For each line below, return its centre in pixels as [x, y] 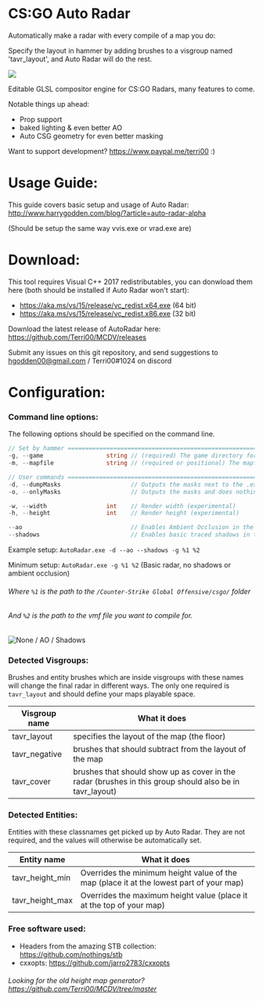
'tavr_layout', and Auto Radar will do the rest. [80, 59]
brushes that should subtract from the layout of [160, 749]
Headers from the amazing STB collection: [88, 946]
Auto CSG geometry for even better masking [91, 136]
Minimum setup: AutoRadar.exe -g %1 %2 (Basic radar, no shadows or [119, 565]
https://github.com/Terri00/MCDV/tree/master [83, 989]
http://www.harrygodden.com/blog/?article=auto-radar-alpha [107, 213]
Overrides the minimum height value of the [159, 873]
